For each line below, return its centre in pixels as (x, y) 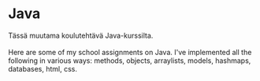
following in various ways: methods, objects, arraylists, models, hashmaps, (130, 61)
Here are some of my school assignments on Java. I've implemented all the (130, 52)
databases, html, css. (43, 68)
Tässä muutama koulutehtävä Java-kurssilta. (81, 35)
